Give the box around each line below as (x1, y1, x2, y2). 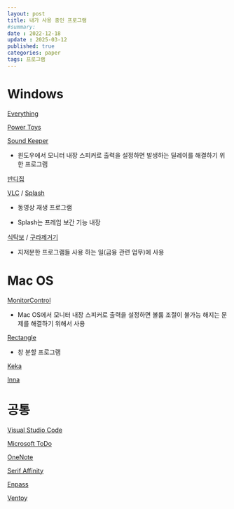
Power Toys (7, 123, 41, 131)
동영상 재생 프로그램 (17, 203, 72, 211)
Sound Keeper (7, 136, 49, 144)
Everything (7, 109, 39, 118)
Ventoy (7, 494, 28, 502)
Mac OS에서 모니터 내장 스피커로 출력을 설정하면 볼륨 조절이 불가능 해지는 (17, 310, 220, 319)
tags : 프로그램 (7, 56, 46, 63)
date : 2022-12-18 (7, 29, 61, 37)
